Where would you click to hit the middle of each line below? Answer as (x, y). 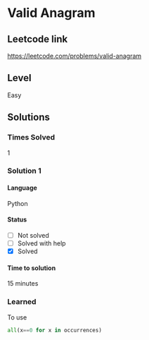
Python (18, 203)
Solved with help (41, 243)
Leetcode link (38, 39)
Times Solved (31, 138)
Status (17, 219)
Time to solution (32, 268)
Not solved (33, 235)
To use (17, 317)
